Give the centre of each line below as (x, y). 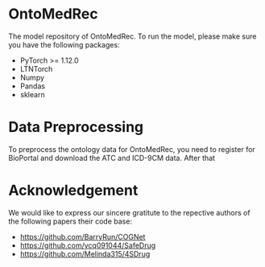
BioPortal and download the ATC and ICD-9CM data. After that (112, 158)
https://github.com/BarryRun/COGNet (83, 236)
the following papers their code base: (70, 221)
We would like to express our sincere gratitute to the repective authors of (130, 212)
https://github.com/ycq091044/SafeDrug (88, 245)
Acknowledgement (73, 191)
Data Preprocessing (76, 127)
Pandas (33, 86)
